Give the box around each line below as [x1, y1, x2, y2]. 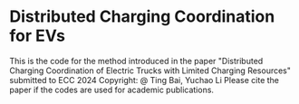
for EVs [9, 25, 66, 46]
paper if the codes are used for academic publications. [9, 84, 215, 95]
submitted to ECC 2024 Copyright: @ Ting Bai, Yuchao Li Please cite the [9, 74, 279, 85]
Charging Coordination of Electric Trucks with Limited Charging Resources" [9, 65, 292, 76]
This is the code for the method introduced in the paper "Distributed [9, 55, 264, 66]
